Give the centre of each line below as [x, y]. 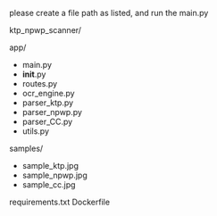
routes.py [40, 83]
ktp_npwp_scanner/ [46, 30]
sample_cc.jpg [49, 185]
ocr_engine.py [48, 93]
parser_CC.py [47, 121]
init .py [34, 74]
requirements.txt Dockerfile [59, 202]
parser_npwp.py [52, 112]
